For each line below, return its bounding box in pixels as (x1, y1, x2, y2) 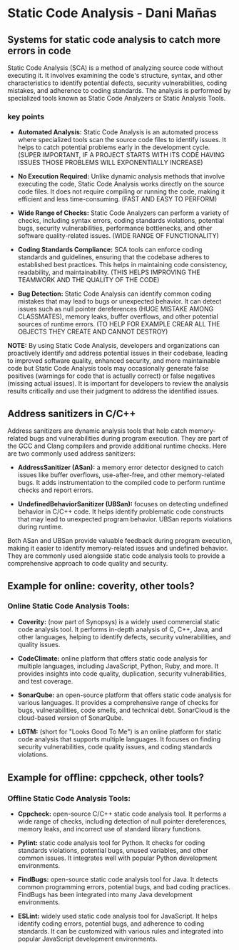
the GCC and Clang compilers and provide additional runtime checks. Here (7, 441, 227, 451)
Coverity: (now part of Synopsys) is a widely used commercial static (17, 617, 220, 626)
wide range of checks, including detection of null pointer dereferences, (17, 817, 227, 826)
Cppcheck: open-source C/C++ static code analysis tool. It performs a (17, 809, 227, 819)
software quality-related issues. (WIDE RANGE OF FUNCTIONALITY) (17, 231, 219, 240)
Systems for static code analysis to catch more (7, 34, 221, 46)
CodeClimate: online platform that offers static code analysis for (17, 654, 208, 662)
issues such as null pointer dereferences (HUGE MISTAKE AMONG (17, 305, 214, 314)
